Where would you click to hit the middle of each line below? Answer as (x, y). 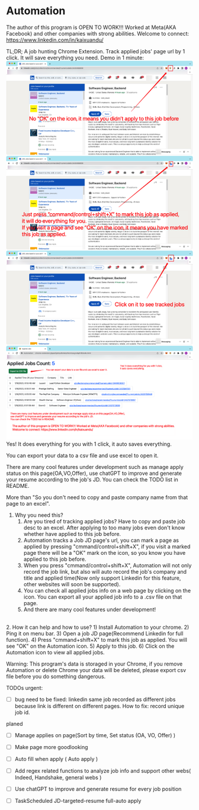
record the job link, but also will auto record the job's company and (105, 571)
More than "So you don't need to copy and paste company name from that (97, 497)
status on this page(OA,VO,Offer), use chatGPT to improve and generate (94, 473)
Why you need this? (39, 515)
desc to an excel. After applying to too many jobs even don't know (104, 528)
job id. (23, 712)
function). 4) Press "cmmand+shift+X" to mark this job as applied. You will (97, 639)
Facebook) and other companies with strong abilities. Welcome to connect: (98, 33)
